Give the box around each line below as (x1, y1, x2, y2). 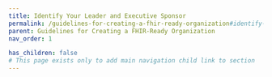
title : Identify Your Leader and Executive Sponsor (8, 11, 186, 20)
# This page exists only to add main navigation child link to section (8, 57, 255, 65)
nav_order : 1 (8, 34, 53, 43)
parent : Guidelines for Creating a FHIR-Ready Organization (8, 27, 216, 35)
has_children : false (8, 49, 79, 58)
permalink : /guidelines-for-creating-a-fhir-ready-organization (8, 19, 230, 28)
